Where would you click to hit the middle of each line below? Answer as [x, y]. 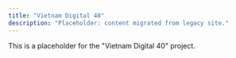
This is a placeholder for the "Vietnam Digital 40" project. [102, 45]
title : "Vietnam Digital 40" [56, 15]
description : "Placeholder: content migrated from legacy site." [118, 23]
